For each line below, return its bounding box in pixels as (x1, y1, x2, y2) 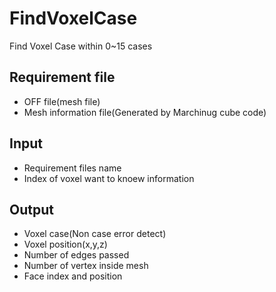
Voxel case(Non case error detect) (23, 228, 167, 240)
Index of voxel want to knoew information (23, 172, 195, 184)
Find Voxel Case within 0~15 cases (9, 40, 153, 52)
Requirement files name (23, 162, 122, 174)
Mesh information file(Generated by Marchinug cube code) (23, 106, 267, 118)
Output (9, 201, 54, 218)
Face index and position (23, 270, 123, 282)
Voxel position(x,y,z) (23, 238, 108, 251)
